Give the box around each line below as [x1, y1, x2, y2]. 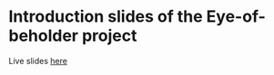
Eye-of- [206, 6, 266, 27]
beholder [8, 25, 79, 46]
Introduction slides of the [8, 6, 203, 27]
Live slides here [8, 55, 67, 66]
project [81, 25, 137, 46]
